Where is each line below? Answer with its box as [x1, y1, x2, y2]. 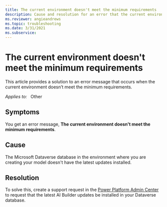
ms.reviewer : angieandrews [5, 16, 61, 21]
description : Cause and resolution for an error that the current [5, 12, 146, 17]
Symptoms [5, 108, 40, 117]
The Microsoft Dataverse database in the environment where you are [5, 154, 146, 160]
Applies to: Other [5, 93, 42, 99]
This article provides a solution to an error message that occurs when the [5, 78, 156, 84]
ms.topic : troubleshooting [5, 21, 61, 26]
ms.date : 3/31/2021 [5, 26, 46, 31]
